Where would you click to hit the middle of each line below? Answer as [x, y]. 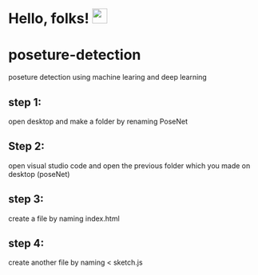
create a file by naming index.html [64, 218]
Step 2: [27, 146]
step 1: [25, 102]
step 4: [26, 243]
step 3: [26, 199]
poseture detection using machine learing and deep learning [108, 77]
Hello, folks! [49, 19]
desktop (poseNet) [39, 174]
